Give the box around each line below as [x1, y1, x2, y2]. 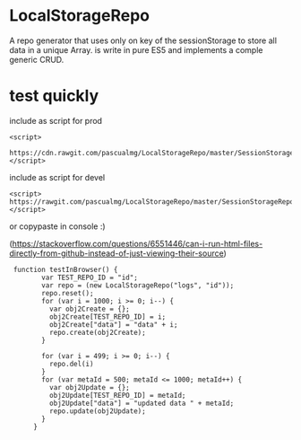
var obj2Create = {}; [48, 304, 130, 313]
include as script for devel [9, 172, 106, 182]
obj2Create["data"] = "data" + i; [48, 320, 178, 329]
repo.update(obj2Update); [48, 406, 146, 416]
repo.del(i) [48, 359, 94, 368]
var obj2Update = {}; [48, 383, 130, 392]
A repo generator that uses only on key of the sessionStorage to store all [9, 35, 278, 46]
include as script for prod [9, 115, 103, 126]
